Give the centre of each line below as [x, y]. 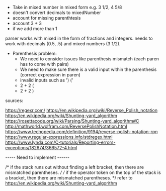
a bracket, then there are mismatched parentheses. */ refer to [69, 178]
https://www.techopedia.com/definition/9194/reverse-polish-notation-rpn [81, 132]
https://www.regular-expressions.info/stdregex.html [59, 137]
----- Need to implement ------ [37, 157]
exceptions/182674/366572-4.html [41, 148]
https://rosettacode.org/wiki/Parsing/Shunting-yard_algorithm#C [72, 121]
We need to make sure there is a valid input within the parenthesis [88, 69]
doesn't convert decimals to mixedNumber [57, 13]
